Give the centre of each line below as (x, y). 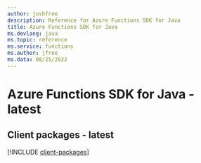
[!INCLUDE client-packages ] (48, 152)
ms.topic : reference (38, 40)
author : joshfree (33, 14)
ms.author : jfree (33, 53)
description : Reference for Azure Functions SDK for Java (94, 20)
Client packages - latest (61, 135)
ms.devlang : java (33, 33)
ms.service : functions (40, 46)
